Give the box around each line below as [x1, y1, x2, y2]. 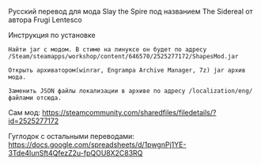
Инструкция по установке [8, 31, 96, 39]
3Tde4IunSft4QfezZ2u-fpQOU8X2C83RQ [8, 148, 143, 157]
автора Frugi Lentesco [8, 15, 83, 24]
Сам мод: [8, 108, 41, 117]
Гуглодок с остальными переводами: [8, 132, 134, 141]
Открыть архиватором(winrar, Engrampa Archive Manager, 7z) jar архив [8, 66, 246, 74]
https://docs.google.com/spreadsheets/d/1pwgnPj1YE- [8, 140, 187, 149]
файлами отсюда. [8, 94, 62, 102]
